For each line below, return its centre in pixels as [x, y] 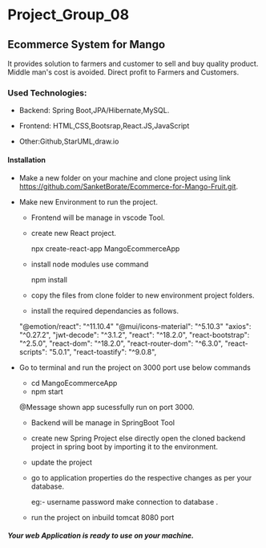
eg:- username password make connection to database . [125, 501]
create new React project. [74, 233]
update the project [62, 462]
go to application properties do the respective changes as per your [141, 477]
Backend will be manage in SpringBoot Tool [103, 422]
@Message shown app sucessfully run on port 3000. [107, 407]
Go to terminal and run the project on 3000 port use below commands [135, 367]
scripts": [33, 351]
